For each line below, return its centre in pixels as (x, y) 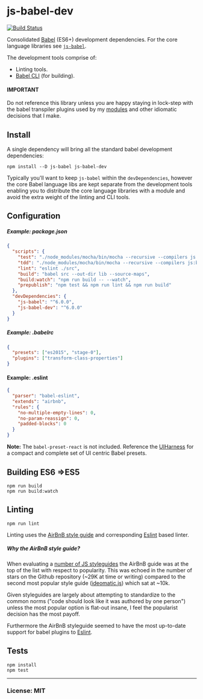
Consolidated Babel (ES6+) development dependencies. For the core (92, 39)
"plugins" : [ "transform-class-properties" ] (67, 358)
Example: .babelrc (30, 332)
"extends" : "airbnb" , (39, 401)
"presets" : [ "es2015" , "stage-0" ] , (57, 353)
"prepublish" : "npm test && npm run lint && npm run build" (95, 285)
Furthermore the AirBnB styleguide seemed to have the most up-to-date (96, 625)
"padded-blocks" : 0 (42, 424)
